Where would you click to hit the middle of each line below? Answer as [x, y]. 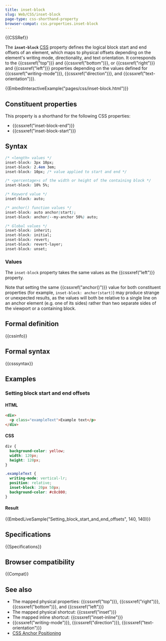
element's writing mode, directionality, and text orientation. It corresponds [81, 58]
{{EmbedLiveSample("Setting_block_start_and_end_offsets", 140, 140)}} [78, 519]
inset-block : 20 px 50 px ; [35, 488]
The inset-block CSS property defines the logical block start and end [76, 47]
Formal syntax [28, 352]
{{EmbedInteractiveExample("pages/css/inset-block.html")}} [67, 88]
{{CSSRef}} [17, 38]
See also [19, 590]
